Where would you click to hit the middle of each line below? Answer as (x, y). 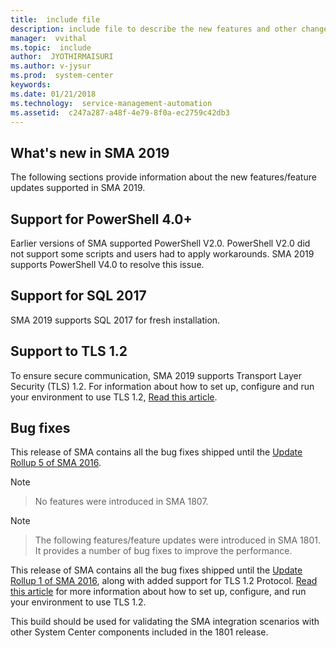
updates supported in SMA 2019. (78, 188)
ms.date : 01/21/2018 (53, 94)
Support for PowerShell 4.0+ (101, 219)
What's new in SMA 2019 (90, 152)
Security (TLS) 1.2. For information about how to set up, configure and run (162, 386)
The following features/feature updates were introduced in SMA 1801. (177, 540)
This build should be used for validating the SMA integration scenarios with (165, 622)
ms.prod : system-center (62, 76)
